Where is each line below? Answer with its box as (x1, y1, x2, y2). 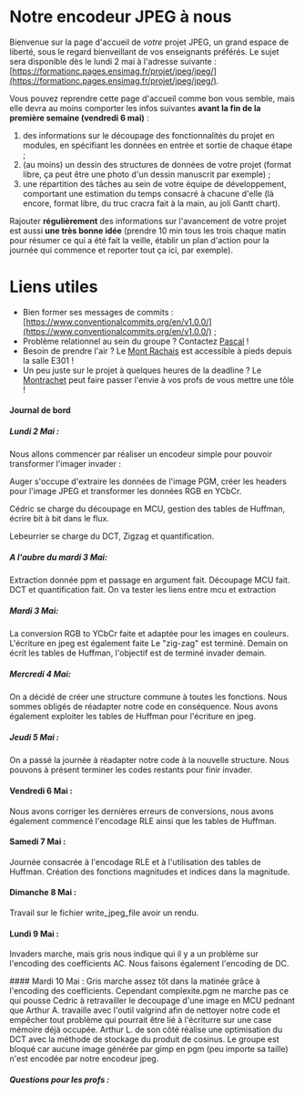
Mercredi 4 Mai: (9, 668, 71, 679)
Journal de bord (9, 405, 71, 416)
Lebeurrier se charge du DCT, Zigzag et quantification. (9, 531, 215, 542)
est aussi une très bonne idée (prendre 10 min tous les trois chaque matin (9, 225, 287, 236)
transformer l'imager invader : (9, 459, 121, 470)
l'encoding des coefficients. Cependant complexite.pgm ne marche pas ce (9, 986, 289, 996)
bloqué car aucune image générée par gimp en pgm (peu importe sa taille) (9, 1044, 289, 1055)
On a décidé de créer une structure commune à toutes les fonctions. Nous (9, 691, 289, 703)
